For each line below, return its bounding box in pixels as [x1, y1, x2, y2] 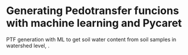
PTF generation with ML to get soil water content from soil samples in [6, 36, 177, 43]
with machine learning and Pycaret [6, 16, 183, 30]
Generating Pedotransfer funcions [6, 4, 180, 18]
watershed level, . [6, 42, 49, 49]
